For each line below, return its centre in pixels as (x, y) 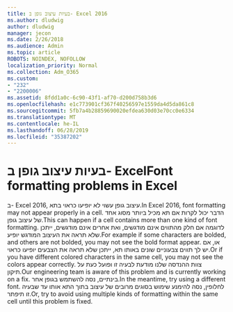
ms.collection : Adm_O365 (43, 72)
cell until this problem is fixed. (50, 302)
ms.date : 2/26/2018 (35, 40)
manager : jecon (29, 33)
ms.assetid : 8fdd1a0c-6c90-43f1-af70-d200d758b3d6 (82, 98)
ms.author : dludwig (35, 20)
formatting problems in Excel (93, 186)
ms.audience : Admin (35, 46)
